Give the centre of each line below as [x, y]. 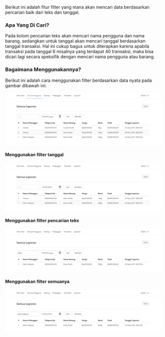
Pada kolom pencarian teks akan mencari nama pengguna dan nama [75, 36]
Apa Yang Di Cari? [27, 25]
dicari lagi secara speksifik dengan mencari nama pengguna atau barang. [80, 57]
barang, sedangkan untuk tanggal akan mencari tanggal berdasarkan [75, 41]
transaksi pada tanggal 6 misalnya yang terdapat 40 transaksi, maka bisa [80, 52]
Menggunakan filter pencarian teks [42, 220]
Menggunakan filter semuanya [38, 282]
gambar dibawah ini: [26, 85]
